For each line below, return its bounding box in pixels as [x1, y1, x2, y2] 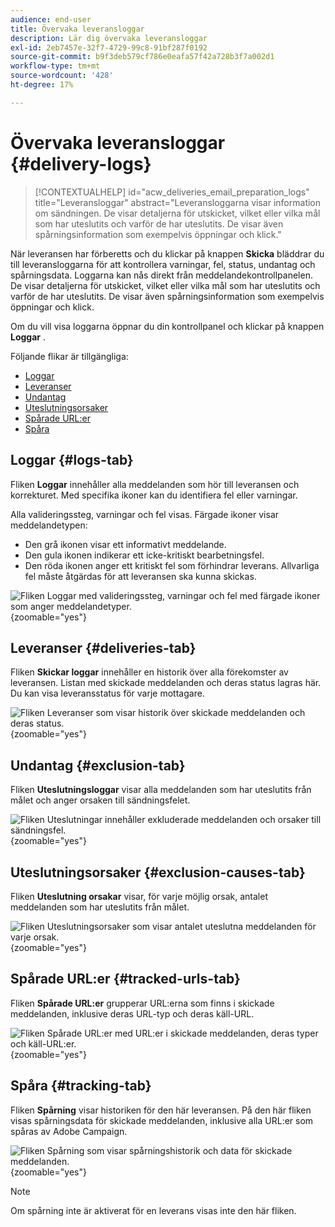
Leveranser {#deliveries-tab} [10, 639, 197, 656]
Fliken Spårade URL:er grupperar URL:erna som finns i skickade [10, 997, 275, 1009]
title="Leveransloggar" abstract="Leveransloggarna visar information [34, 196, 322, 208]
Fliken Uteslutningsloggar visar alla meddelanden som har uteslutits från [10, 784, 312, 796]
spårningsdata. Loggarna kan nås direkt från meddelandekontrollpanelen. [10, 269, 313, 281]
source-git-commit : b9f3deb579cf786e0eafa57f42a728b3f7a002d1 [10, 52, 275, 62]
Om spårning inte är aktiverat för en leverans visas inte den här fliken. [10, 1204, 297, 1216]
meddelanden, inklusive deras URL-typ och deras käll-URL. [10, 1007, 255, 1020]
